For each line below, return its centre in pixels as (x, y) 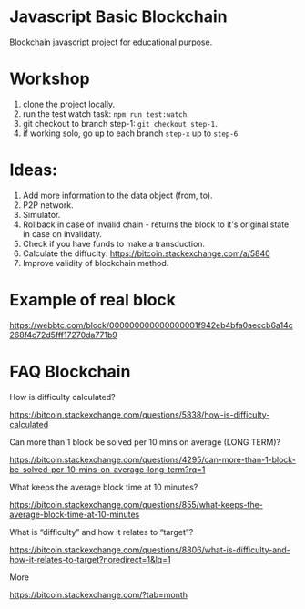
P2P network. (48, 205)
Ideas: (33, 170)
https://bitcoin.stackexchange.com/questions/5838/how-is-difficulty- (140, 414)
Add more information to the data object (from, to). (117, 195)
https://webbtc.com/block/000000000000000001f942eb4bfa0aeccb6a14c (151, 325)
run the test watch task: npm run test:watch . (106, 114)
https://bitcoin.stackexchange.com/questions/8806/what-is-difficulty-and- (150, 550)
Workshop (50, 79)
